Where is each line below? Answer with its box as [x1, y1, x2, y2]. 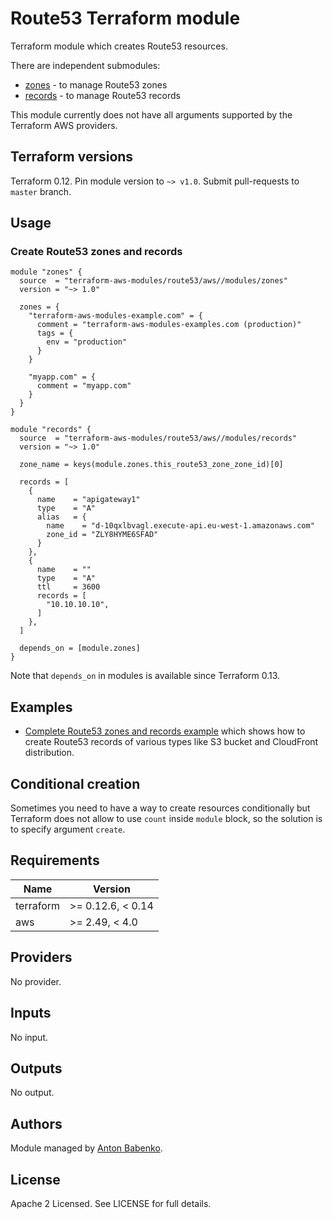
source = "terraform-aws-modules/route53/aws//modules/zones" [19, 276, 288, 286]
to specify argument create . [10, 823, 126, 836]
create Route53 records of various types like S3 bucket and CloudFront [24, 736, 319, 748]
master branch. [10, 185, 72, 197]
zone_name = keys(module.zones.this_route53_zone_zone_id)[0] [19, 460, 284, 470]
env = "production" [46, 337, 128, 347]
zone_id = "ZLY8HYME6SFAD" [46, 530, 159, 540]
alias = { [36, 512, 87, 522]
